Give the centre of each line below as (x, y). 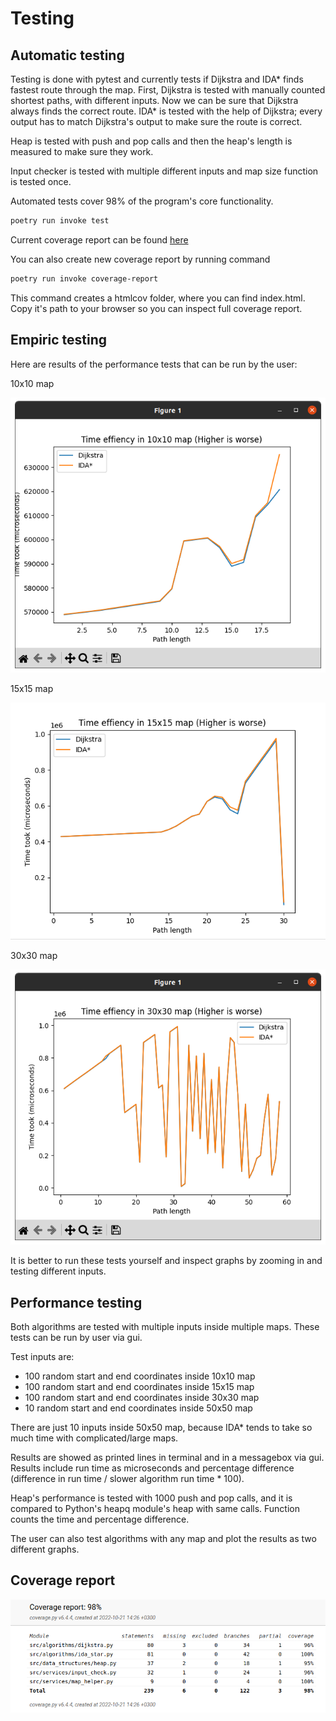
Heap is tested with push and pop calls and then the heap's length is (151, 141)
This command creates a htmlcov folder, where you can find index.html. (158, 298)
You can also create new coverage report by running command (140, 259)
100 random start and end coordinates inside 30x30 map (142, 1397)
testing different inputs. (58, 1271)
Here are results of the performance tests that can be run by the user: (154, 364)
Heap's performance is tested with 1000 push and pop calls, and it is (151, 1498)
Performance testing (76, 1302)
